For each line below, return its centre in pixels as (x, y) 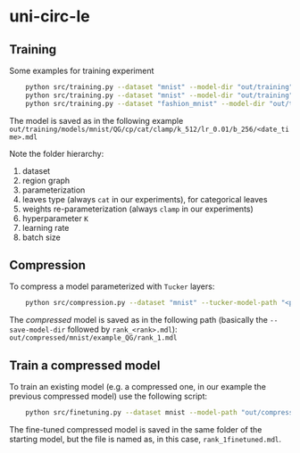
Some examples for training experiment (82, 70)
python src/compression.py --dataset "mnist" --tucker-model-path (151, 303)
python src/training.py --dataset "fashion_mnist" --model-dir (146, 103)
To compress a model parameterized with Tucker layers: (112, 286)
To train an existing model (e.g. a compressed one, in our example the (137, 387)
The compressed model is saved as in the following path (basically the (138, 320)
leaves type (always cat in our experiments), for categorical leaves (145, 199)
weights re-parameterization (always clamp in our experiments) (138, 209)
